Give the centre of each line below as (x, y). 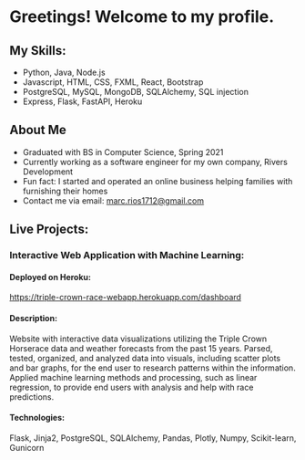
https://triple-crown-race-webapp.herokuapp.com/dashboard (125, 298)
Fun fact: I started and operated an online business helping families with (158, 181)
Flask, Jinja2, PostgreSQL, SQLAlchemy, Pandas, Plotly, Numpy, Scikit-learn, (153, 438)
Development (48, 172)
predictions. (32, 397)
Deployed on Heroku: (50, 277)
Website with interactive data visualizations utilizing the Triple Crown (138, 339)
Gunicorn (27, 447)
